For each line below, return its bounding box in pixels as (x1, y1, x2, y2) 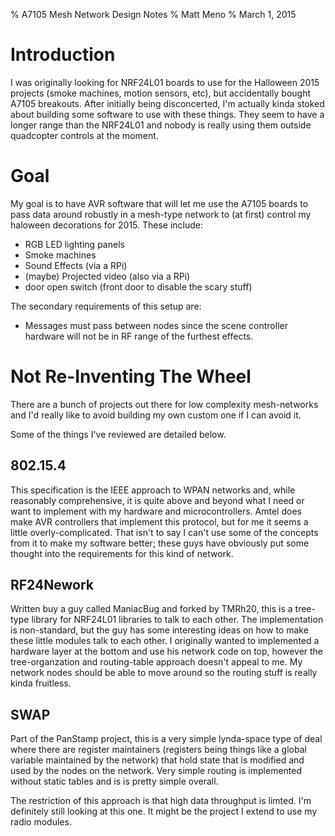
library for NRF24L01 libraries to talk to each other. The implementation (31, 614, 324, 626)
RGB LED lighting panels (24, 238, 125, 250)
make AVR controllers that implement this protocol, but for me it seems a (10, 515, 309, 528)
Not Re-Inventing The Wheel (10, 365, 252, 388)
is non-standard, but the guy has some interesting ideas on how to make (10, 624, 309, 636)
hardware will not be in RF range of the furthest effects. (24, 330, 254, 342)
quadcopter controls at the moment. (10, 129, 159, 141)
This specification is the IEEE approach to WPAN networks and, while (10, 484, 296, 496)
